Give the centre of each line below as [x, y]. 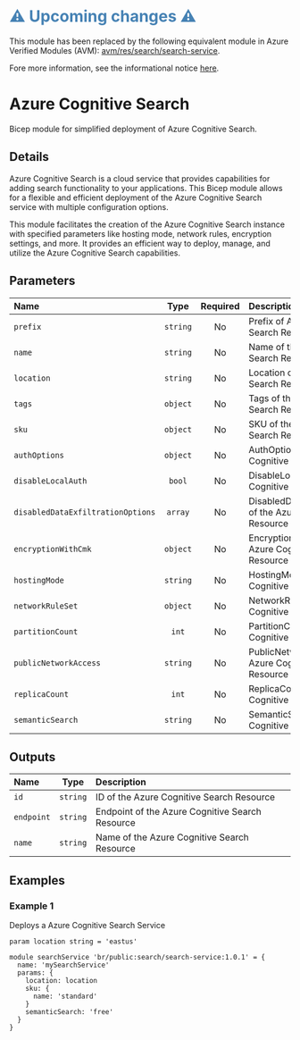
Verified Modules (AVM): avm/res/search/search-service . [115, 50]
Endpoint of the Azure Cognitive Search [178, 812]
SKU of [263, 424]
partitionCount [46, 631]
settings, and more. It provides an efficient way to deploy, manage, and [140, 243]
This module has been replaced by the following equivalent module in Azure [149, 41]
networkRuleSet [46, 606]
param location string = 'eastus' [74, 942]
